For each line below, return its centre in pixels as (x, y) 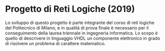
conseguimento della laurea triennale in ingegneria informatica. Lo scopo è (82, 33)
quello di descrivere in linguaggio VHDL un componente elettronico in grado (83, 38)
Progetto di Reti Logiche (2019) (70, 9)
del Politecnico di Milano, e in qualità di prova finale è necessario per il (77, 27)
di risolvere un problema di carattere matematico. (55, 43)
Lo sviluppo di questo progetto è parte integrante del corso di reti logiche (80, 23)
